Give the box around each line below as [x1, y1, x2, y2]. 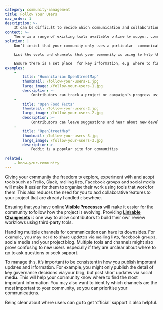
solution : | [5, 39, 29, 44]
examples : [5, 65, 25, 71]
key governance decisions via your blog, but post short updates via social [5, 269, 152, 275]
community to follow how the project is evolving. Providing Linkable [5, 209, 141, 215]
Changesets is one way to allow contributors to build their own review [5, 214, 146, 220]
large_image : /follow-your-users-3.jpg [22, 138, 103, 143]
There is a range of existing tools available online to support [14, 35, 149, 39]
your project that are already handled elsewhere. [5, 194, 102, 200]
